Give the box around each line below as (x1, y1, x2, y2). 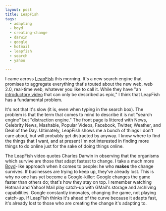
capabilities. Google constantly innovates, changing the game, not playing (5, 190, 156, 196)
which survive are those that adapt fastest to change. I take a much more (5, 158, 155, 164)
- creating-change (9, 30, 48, 35)
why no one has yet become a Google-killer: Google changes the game (5, 174, 151, 180)
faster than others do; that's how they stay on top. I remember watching (5, 179, 152, 185)
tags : (5, 16, 16, 21)
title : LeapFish (5, 12, 39, 17)
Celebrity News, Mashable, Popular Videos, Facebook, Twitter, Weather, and (5, 122, 161, 128)
